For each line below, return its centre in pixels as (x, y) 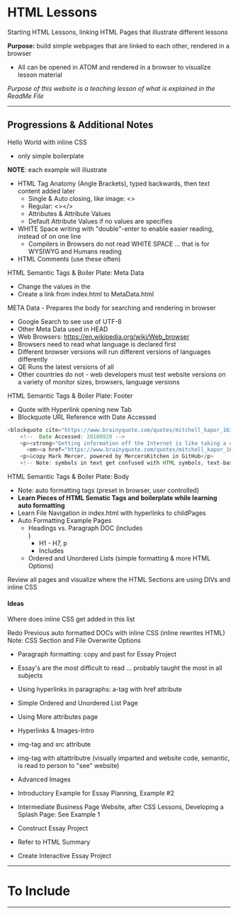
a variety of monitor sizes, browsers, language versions (98, 381)
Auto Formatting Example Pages (64, 520)
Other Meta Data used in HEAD (63, 329)
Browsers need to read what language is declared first (97, 344)
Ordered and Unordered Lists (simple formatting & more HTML (119, 558)
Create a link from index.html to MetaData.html (86, 294)
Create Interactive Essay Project (64, 856)
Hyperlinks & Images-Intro (56, 731)
